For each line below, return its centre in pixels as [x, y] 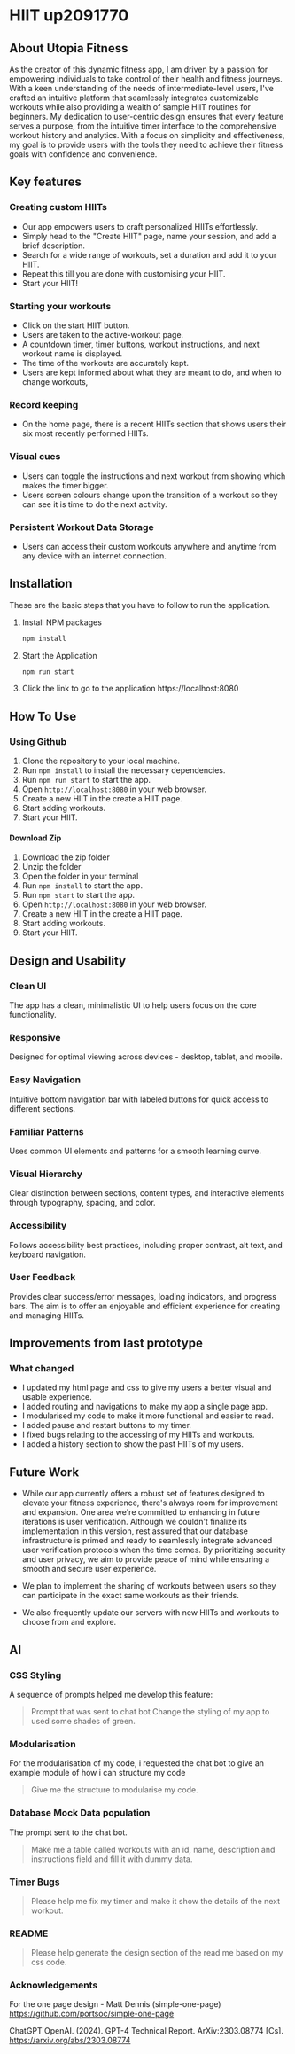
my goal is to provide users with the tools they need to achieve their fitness [146, 144]
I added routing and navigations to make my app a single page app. [145, 1407]
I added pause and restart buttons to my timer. [107, 1425]
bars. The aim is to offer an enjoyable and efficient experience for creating [145, 1306]
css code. [49, 1962]
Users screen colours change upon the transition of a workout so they [150, 495]
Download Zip [35, 838]
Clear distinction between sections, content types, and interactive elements [147, 1193]
